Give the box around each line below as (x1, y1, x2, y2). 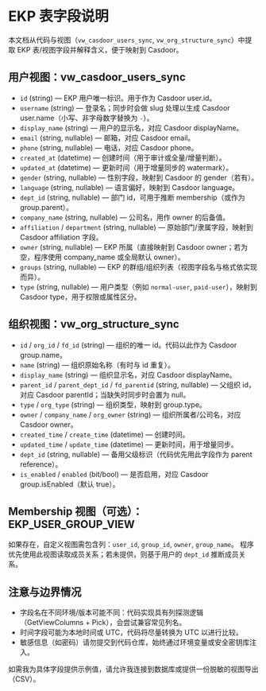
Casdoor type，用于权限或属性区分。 (19, 292, 141, 301)
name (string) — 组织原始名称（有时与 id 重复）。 (19, 359, 175, 370)
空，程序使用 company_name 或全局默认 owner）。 (19, 252, 185, 262)
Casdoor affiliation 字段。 (19, 232, 103, 242)
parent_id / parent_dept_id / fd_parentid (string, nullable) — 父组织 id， (19, 379, 256, 390)
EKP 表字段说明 (8, 7, 109, 25)
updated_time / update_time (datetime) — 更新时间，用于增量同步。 (19, 439, 238, 449)
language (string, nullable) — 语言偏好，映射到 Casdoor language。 (19, 182, 240, 192)
